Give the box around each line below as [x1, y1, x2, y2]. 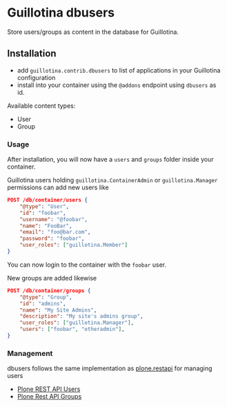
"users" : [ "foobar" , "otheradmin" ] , [19, 326, 126, 333]
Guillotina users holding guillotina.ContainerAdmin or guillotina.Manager [7, 176, 218, 184]
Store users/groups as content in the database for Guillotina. [7, 28, 179, 36]
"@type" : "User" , [19, 202, 70, 210]
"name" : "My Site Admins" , [19, 306, 97, 314]
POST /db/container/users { [7, 197, 88, 204]
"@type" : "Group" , [19, 294, 72, 301]
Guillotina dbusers [7, 5, 115, 21]
